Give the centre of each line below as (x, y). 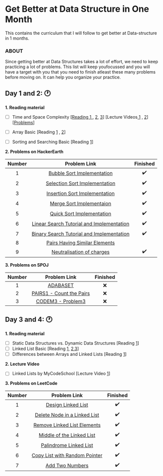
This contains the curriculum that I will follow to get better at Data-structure (81, 33)
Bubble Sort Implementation (81, 173)
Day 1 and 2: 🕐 (28, 93)
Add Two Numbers (67, 465)
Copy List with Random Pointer (67, 455)
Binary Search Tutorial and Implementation (81, 234)
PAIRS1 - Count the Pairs (61, 294)
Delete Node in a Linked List (67, 415)
